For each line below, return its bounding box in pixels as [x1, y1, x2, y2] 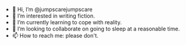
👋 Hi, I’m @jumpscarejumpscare [12, 6, 93, 13]
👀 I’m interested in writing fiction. [12, 12, 96, 19]
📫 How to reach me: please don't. [12, 32, 99, 39]
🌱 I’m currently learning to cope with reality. [12, 19, 122, 26]
